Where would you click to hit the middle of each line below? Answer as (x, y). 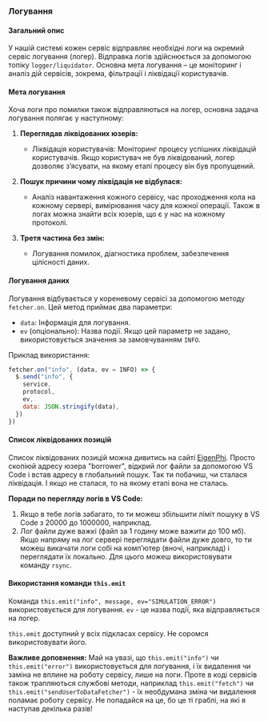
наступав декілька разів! (51, 708)
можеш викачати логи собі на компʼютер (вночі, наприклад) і (125, 548)
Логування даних (39, 280)
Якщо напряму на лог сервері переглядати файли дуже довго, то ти (136, 539)
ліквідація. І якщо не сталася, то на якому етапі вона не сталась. (119, 483)
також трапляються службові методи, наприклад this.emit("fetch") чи (131, 683)
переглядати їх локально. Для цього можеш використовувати (126, 556)
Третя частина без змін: (62, 238)
